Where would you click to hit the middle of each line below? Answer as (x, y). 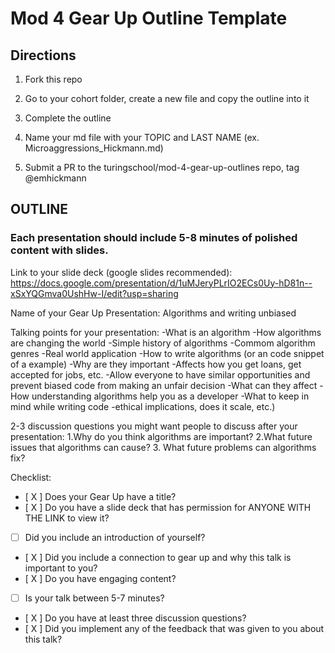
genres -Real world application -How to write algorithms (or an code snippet (167, 353)
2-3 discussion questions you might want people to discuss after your (154, 426)
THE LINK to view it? (67, 518)
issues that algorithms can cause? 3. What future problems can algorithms (163, 447)
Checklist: (31, 477)
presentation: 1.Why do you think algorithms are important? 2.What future (161, 436)
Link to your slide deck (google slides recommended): (121, 272)
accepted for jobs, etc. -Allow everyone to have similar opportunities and (160, 374)
